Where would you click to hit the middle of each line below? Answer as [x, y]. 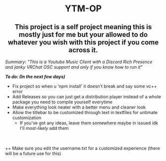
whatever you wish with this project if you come [83, 42]
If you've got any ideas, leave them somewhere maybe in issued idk [89, 123]
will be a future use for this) [33, 153]
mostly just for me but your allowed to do [83, 34]
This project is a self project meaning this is [83, 27]
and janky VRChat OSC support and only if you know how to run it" [74, 67]
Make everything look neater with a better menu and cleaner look [79, 107]
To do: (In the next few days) [35, 77]
